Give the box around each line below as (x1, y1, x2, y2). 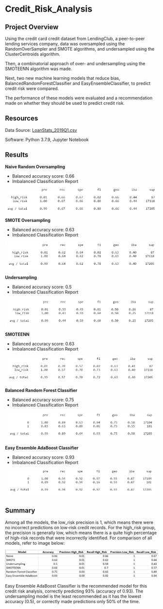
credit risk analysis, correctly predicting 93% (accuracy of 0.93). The (5, 588, 144, 594)
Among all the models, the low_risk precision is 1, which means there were (5, 519, 154, 525)
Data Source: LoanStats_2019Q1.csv (5, 127, 77, 133)
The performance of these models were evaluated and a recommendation (5, 95, 153, 101)
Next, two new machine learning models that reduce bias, (5, 75, 120, 81)
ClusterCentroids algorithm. (5, 51, 61, 57)
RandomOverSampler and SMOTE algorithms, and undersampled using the (5, 46, 155, 52)
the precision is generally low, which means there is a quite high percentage (5, 530, 157, 535)
